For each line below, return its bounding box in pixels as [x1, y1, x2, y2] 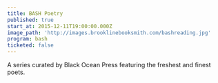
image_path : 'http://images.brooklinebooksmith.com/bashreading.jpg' [7, 29, 212, 36]
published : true [7, 16, 54, 23]
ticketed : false [7, 42, 54, 49]
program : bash [7, 36, 48, 43]
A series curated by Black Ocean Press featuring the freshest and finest [7, 61, 212, 69]
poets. [7, 68, 26, 76]
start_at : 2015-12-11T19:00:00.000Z [7, 23, 112, 29]
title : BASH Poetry [7, 10, 63, 17]
